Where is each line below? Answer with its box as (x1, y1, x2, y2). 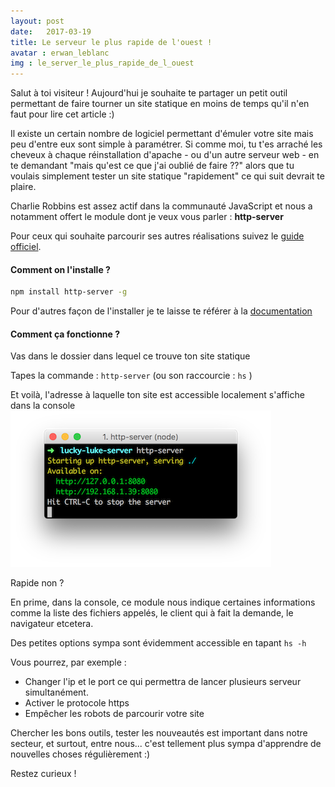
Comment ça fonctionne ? (10, 328, 121, 340)
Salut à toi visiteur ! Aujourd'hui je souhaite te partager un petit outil (10, 87, 288, 99)
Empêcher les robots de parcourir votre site (24, 708, 205, 720)
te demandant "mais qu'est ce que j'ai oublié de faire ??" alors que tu (10, 160, 295, 172)
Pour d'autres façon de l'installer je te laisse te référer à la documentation (10, 305, 313, 317)
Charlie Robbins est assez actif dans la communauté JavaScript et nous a (10, 200, 313, 212)
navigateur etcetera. (10, 618, 94, 630)
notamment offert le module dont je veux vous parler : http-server (10, 211, 284, 223)
